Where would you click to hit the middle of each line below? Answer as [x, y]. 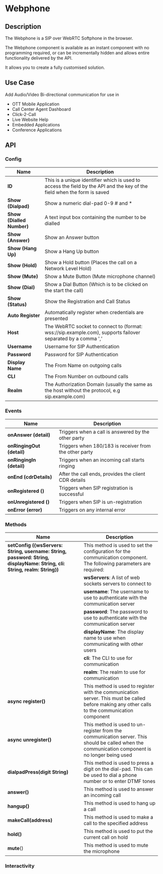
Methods [16, 524]
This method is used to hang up [120, 803]
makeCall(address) [30, 820]
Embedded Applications [36, 124]
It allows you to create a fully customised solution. [55, 67]
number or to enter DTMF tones [120, 781]
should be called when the [114, 743]
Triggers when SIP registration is [96, 488]
